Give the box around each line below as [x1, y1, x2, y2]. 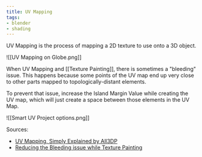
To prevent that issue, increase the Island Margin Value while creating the [6, 90, 189, 97]
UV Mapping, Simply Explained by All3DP [14, 138, 118, 145]
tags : [6, 14, 20, 20]
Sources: [6, 126, 29, 133]
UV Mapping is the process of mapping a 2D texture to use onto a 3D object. [6, 42, 197, 49]
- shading [6, 25, 31, 32]
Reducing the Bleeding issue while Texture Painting [14, 144, 143, 151]
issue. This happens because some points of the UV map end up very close [6, 72, 194, 79]
